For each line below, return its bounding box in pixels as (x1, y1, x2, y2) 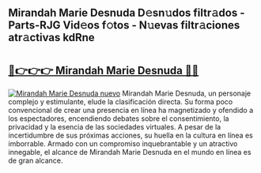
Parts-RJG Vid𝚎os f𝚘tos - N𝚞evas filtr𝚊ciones (8, 19, 240, 32)
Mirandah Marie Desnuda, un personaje (122, 88, 252, 98)
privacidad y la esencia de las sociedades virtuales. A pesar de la (8, 122, 221, 131)
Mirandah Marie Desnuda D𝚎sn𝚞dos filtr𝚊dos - (8, 6, 245, 20)
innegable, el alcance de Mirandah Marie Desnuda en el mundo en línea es (8, 148, 252, 156)
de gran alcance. (8, 156, 63, 165)
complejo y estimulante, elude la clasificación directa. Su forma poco (8, 97, 233, 106)
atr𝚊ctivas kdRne (8, 31, 95, 44)
